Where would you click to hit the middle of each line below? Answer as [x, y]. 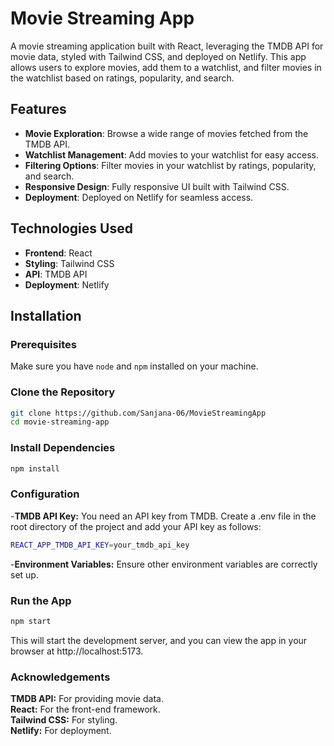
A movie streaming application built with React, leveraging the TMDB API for [167, 46]
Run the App [41, 600]
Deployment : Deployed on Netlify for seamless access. [139, 197]
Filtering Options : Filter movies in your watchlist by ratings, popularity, [170, 165]
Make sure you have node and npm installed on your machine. [134, 366]
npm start [31, 621]
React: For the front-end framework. [85, 709]
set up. [24, 574]
